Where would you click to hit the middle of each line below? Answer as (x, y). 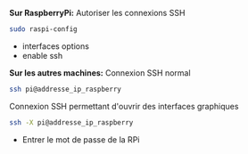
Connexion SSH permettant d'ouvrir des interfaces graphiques (124, 106)
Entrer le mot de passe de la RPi (81, 139)
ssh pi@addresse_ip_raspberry (66, 89)
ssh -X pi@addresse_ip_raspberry (71, 122)
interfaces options (55, 46)
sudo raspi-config (43, 29)
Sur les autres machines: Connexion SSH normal (100, 73)
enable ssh (42, 55)
